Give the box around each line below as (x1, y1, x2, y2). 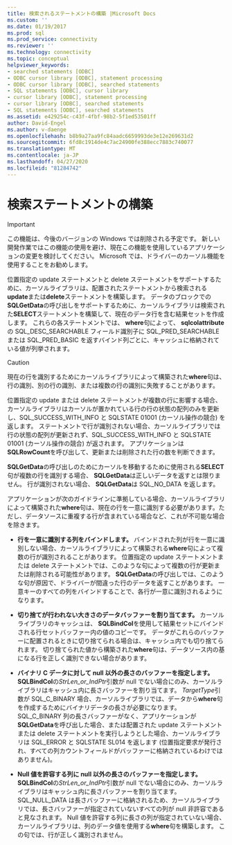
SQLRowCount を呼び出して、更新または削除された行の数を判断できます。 (7, 447, 220, 456)
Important (7, 220, 35, 229)
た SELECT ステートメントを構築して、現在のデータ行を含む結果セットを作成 (7, 310, 224, 318)
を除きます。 (7, 520, 44, 528)
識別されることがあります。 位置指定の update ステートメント (41, 552, 218, 561)
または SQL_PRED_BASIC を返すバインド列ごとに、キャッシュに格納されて (7, 335, 220, 344)
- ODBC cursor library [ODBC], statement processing (7, 74, 163, 82)
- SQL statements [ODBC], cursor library (7, 87, 129, 94)
